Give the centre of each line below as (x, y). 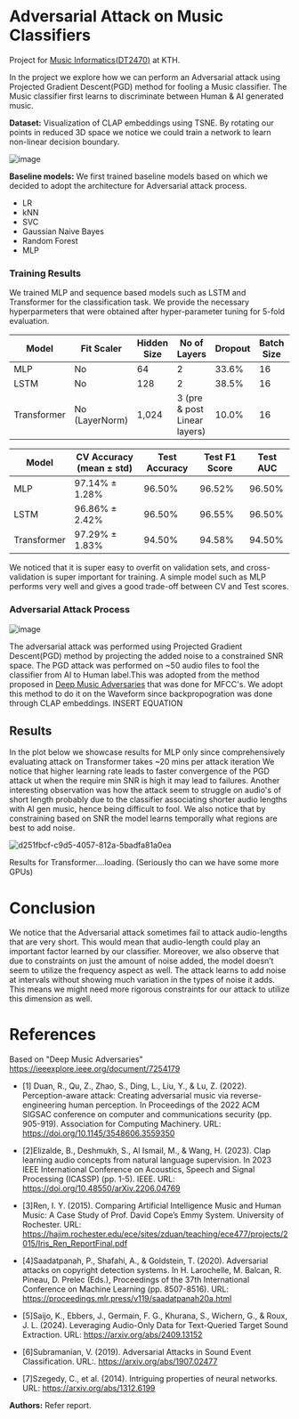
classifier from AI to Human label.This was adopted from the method (134, 675)
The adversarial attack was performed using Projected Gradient (126, 646)
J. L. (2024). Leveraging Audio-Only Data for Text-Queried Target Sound (155, 1326)
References (53, 1035)
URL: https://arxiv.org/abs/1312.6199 (89, 1388)
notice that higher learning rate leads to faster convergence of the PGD (139, 771)
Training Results (45, 273)
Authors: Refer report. (50, 1406)
